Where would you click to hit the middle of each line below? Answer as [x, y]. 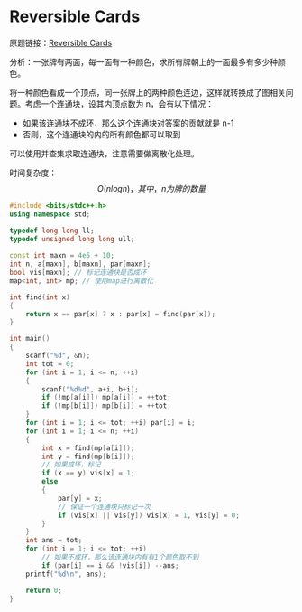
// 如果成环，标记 [71, 465]
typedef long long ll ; [52, 231]
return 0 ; [44, 590]
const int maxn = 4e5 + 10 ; [62, 256]
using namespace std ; [50, 214]
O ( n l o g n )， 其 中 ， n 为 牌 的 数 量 [151, 188]
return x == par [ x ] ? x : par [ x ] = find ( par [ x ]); [121, 314]
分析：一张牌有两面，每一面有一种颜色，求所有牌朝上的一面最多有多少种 [143, 61]
